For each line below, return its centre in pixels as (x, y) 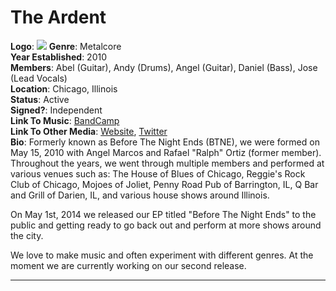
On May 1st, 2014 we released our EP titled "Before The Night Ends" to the (163, 214)
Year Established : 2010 (59, 57)
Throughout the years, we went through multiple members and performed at (167, 163)
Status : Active (40, 99)
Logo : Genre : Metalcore (66, 46)
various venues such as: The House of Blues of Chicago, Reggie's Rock (158, 173)
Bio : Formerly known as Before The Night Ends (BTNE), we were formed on (165, 142)
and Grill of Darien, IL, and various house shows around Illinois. (140, 195)
